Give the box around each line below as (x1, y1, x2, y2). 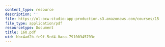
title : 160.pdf (5, 30, 36, 35)
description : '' (5, 12, 38, 17)
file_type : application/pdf (5, 21, 63, 26)
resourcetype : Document (5, 25, 54, 30)
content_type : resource (5, 7, 54, 12)
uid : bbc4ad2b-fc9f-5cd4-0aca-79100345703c (5, 35, 96, 40)
